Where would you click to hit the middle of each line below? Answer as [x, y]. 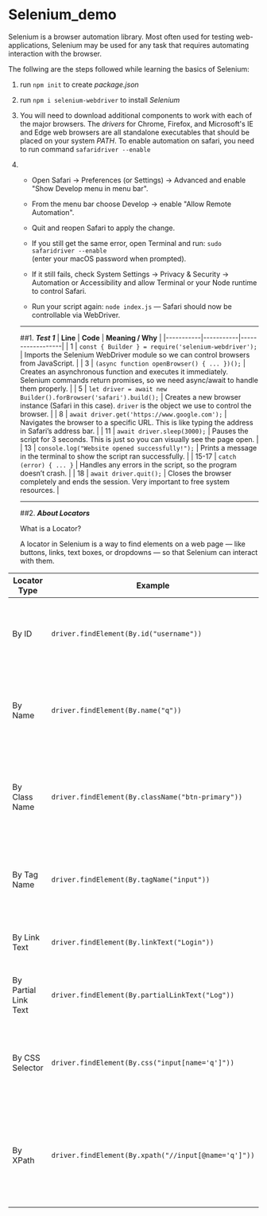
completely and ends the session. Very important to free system [125, 481]
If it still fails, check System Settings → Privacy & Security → [130, 274]
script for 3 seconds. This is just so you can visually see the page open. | [139, 439]
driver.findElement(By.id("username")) [127, 633]
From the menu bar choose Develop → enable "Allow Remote [132, 204]
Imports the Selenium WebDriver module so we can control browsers [137, 354]
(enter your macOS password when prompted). [109, 258]
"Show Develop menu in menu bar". [90, 188]
